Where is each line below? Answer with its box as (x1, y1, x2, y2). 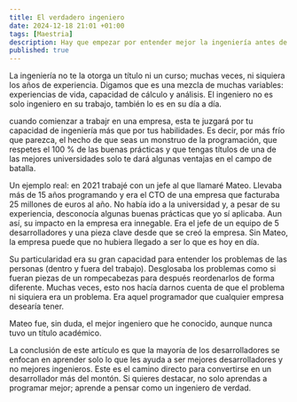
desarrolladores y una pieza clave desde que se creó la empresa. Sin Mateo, (9, 227, 288, 238)
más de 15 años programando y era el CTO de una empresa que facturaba (9, 190, 280, 201)
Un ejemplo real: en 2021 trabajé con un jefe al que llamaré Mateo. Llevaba (9, 180, 282, 191)
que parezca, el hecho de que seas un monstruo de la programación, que (9, 135, 277, 146)
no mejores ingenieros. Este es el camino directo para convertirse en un (9, 364, 272, 374)
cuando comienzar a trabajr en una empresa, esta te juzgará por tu (9, 116, 254, 127)
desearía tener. (9, 301, 65, 311)
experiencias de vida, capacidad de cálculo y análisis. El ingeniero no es (9, 90, 273, 100)
